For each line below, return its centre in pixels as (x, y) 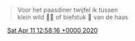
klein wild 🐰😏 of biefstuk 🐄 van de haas (73, 17)
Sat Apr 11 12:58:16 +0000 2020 (52, 30)
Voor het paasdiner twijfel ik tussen (67, 10)
